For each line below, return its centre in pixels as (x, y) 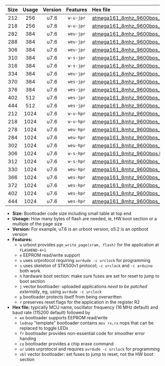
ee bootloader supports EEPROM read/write (64, 318)
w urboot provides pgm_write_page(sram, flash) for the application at (89, 245)
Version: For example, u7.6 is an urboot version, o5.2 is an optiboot (80, 229)
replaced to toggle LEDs (44, 328)
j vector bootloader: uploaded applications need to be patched (83, 286)
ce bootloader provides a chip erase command (67, 344)
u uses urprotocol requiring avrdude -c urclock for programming (85, 260)
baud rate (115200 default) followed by (51, 313)
